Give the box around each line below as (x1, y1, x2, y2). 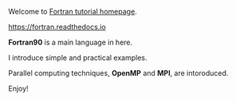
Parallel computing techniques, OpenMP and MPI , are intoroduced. (8, 68, 229, 78)
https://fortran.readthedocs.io (8, 22, 106, 31)
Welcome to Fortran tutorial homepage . (8, 7, 137, 16)
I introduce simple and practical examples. (8, 53, 147, 62)
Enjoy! (8, 84, 29, 93)
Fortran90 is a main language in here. (8, 37, 133, 47)
